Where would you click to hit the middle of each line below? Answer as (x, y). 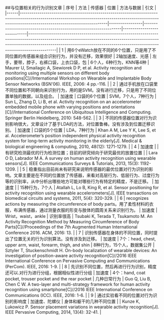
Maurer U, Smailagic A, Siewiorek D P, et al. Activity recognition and (73, 68)
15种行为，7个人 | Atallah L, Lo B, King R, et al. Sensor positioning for (90, 187)
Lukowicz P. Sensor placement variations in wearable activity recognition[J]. (82, 307)
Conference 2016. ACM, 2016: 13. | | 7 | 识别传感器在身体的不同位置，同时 (79, 233)
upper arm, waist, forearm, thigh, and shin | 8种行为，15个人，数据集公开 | (80, 245)
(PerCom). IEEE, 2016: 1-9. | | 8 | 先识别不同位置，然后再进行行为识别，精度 (81, 267)
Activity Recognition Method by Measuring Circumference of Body (72, 222)
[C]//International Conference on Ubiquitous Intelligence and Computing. (78, 112)
